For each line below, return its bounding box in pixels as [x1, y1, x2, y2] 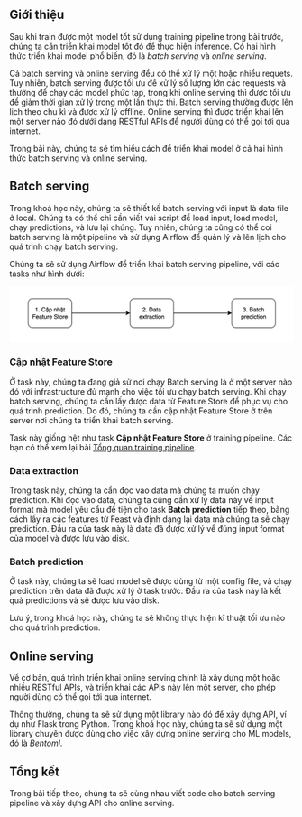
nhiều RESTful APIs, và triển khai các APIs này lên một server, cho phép [9, 682, 277, 693]
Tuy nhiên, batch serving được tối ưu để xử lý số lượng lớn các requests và [9, 77, 287, 88]
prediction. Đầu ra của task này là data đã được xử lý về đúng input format [9, 524, 285, 534]
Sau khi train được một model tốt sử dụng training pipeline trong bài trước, [9, 31, 284, 42]
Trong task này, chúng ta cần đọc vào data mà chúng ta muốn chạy [9, 485, 260, 496]
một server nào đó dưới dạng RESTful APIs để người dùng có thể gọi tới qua [9, 116, 290, 126]
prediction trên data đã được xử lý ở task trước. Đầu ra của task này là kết [9, 586, 282, 597]
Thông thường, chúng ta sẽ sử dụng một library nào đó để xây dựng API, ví [9, 709, 287, 720]
